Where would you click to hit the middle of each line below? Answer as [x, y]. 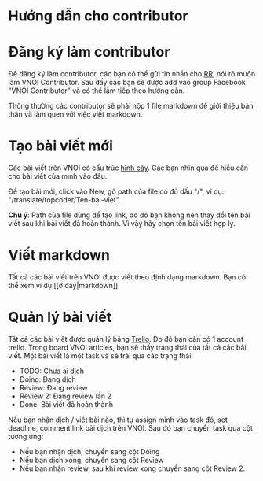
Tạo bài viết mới [61, 146]
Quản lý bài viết [60, 317]
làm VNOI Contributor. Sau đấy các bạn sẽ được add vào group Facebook [127, 83]
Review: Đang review [53, 387]
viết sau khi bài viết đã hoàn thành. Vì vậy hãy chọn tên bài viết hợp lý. [122, 224]
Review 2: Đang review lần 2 [65, 396]
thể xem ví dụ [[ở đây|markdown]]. [64, 285]
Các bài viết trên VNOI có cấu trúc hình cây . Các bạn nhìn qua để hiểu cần [128, 168]
